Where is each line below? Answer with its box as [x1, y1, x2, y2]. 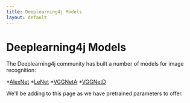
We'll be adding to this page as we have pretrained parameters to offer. [6, 90, 183, 97]
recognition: [6, 67, 36, 74]
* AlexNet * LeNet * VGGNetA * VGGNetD [6, 78, 107, 86]
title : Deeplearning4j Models [6, 8, 83, 15]
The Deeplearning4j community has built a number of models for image [6, 60, 184, 67]
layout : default [6, 14, 47, 20]
